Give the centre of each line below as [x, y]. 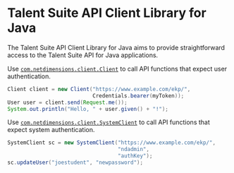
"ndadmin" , [134, 150]
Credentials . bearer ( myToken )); [138, 96]
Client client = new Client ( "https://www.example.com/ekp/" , [99, 89]
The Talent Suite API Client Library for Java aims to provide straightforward [116, 47]
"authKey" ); [135, 156]
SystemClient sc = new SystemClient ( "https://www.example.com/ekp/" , [112, 143]
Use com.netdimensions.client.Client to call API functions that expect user [117, 68]
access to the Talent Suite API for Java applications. [83, 55]
